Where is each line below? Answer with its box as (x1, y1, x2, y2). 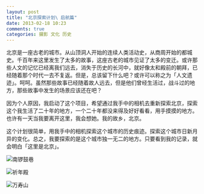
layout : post (6, 8, 39, 15)
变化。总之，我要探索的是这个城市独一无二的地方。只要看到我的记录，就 (16, 135, 198, 142)
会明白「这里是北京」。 (6, 143, 63, 150)
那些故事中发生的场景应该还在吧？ (16, 87, 102, 94)
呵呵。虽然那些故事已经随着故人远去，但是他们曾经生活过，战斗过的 (19, 79, 190, 87)
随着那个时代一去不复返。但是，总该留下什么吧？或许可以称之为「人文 (11, 72, 187, 79)
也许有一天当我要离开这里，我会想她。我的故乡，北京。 (6, 115, 144, 122)
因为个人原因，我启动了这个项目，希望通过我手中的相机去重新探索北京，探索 (6, 99, 198, 107)
